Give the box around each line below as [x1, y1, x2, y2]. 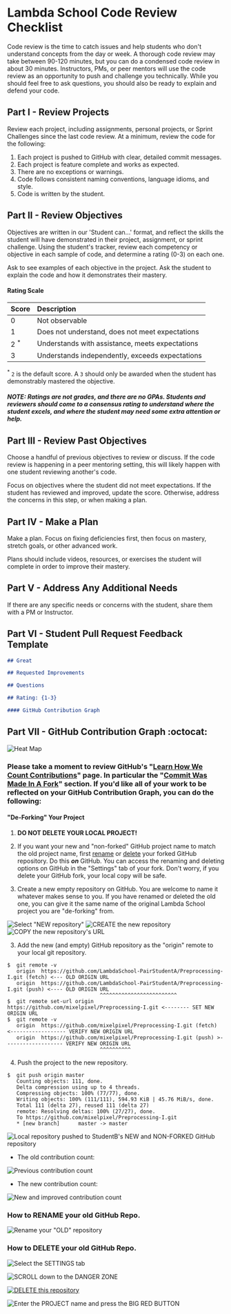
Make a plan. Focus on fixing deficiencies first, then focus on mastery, [7, 534, 207, 542]
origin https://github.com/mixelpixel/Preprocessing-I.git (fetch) [16, 1022, 217, 1029]
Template [7, 639, 49, 651]
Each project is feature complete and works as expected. [17, 160, 179, 169]
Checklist [7, 19, 63, 35]
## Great [7, 657, 32, 664]
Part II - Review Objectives [7, 209, 123, 222]
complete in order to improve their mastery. [7, 562, 130, 571]
